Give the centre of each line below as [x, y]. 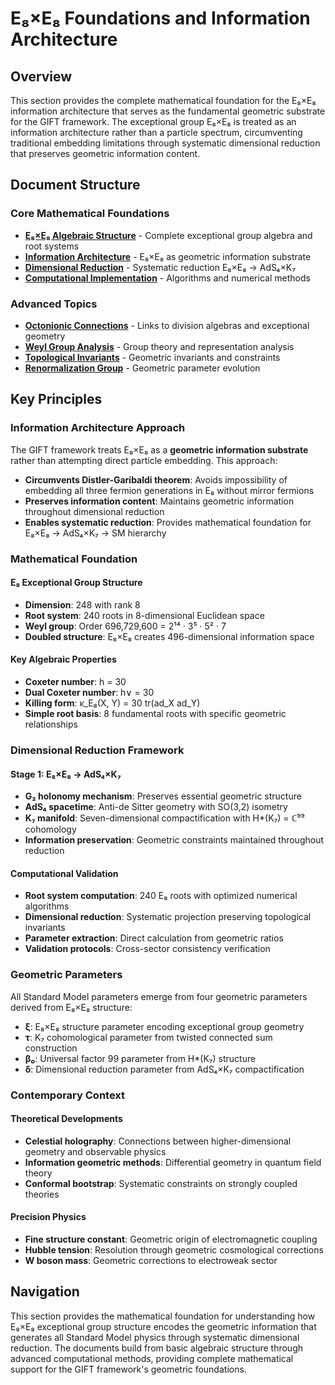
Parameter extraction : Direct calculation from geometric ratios [154, 938]
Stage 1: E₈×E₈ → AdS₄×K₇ [66, 774]
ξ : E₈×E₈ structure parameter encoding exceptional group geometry [164, 1026]
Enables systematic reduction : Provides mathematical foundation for [168, 522]
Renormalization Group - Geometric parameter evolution [142, 368]
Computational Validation [64, 873]
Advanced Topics [54, 304]
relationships [51, 724]
